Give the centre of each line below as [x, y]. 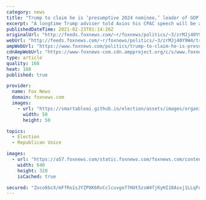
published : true [27, 75]
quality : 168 [23, 63]
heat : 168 [19, 69]
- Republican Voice [37, 143]
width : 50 [35, 114]
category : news [26, 12]
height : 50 [36, 120]
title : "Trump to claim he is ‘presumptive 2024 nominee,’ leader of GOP [103, 18]
